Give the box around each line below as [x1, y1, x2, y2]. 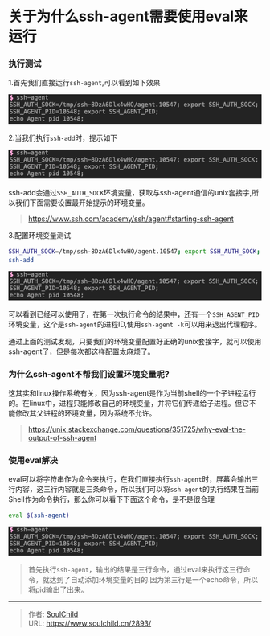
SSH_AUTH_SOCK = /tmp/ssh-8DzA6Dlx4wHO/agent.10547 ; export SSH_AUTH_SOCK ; [8, 247, 261, 256]
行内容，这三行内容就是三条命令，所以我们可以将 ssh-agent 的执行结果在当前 [8, 484, 260, 494]
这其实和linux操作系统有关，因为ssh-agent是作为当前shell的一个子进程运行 [8, 388, 256, 398]
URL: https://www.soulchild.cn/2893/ [27, 618, 152, 628]
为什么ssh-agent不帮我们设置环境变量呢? [8, 368, 170, 380]
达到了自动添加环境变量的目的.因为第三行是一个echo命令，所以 [49, 575, 259, 585]
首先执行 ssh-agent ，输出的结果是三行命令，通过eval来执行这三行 [27, 564, 243, 575]
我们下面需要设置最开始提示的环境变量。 [14, 198, 149, 207]
